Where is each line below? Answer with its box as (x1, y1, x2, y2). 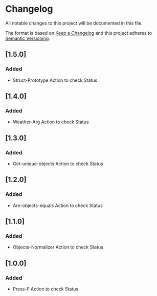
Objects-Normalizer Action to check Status (12, 244, 103, 251)
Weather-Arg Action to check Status (12, 119, 89, 125)
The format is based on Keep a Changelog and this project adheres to (5, 30, 152, 36)
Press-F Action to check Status (12, 286, 79, 292)
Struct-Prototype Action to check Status (12, 77, 98, 83)
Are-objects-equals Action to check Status (12, 202, 103, 209)
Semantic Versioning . (5, 35, 50, 41)
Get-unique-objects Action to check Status (12, 161, 103, 167)
